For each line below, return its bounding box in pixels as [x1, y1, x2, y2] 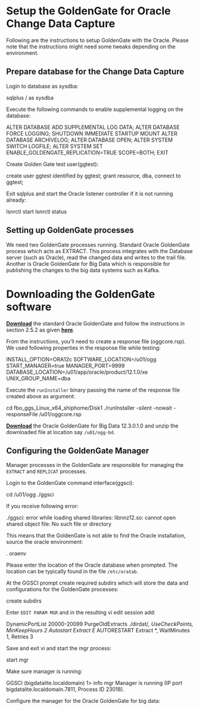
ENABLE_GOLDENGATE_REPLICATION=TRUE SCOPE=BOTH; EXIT [6, 149, 169, 156]
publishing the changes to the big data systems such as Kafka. [6, 266, 160, 273]
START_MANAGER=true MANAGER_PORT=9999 [6, 362, 125, 369]
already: [6, 196, 26, 204]
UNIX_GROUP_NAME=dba [6, 374, 71, 382]
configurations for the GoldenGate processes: [6, 586, 119, 593]
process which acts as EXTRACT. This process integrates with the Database [6, 247, 193, 254]
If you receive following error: [6, 503, 79, 510]
